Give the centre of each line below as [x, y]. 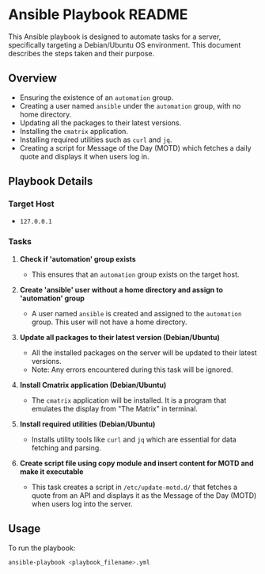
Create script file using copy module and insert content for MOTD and [137, 463]
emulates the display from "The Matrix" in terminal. [114, 408]
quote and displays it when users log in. [84, 156]
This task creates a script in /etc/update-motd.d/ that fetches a [134, 487]
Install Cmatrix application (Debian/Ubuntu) [93, 385]
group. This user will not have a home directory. [109, 322]
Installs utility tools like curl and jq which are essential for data [134, 439]
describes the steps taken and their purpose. [81, 53]
